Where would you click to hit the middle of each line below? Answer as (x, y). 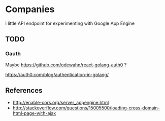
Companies (30, 9)
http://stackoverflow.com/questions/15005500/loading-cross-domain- (86, 108)
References (24, 90)
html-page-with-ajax (34, 113)
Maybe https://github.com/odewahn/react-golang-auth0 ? (66, 65)
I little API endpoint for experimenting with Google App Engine (70, 23)
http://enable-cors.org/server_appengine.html (61, 103)
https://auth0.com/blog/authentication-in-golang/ (57, 74)
